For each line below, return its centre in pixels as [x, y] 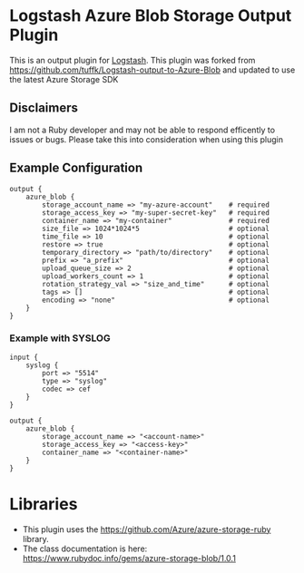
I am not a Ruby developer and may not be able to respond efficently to [142, 130]
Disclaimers [44, 108]
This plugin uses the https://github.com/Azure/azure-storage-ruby [147, 529]
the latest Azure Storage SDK [64, 79]
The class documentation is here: [85, 549]
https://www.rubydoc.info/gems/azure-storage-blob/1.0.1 [129, 558]
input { [24, 357]
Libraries [44, 505]
